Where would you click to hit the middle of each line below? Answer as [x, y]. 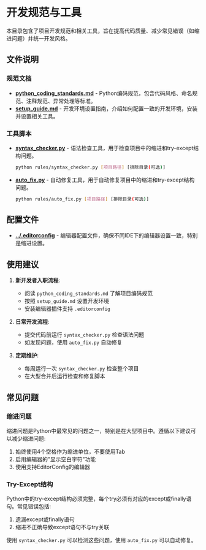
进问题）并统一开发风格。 [39, 38]
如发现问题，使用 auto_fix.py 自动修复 [73, 342]
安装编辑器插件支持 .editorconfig [67, 309]
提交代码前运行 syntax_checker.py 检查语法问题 [84, 335]
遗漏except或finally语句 [45, 519]
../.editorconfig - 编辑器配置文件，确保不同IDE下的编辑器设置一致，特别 [106, 235]
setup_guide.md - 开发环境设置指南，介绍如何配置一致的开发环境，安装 [106, 109]
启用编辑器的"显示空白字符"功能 [55, 459]
